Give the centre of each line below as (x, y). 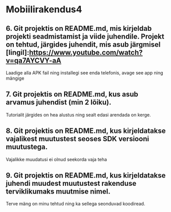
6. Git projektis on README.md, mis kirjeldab (79, 28)
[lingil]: (18, 52)
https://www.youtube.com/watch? (86, 52)
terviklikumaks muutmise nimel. (58, 192)
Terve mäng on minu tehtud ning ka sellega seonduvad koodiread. (76, 204)
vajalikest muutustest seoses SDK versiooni (78, 139)
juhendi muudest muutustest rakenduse (71, 184)
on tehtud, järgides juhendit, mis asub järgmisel (83, 44)
